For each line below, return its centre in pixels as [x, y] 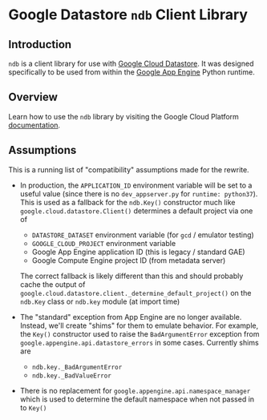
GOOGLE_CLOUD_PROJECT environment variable [104, 243]
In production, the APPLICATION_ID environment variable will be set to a [136, 185]
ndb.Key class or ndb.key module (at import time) [100, 301]
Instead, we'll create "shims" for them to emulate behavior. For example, [139, 325]
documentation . [34, 125]
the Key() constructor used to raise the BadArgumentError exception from [140, 333]
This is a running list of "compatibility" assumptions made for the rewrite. [129, 169]
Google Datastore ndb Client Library [128, 15]
